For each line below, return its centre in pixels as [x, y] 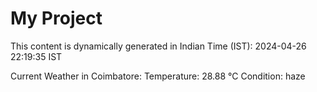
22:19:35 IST [36, 56]
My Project [56, 18]
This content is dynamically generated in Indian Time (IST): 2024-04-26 [158, 46]
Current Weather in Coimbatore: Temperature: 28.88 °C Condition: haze [158, 76]
